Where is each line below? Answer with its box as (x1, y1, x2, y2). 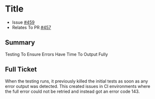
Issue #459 (12, 19, 35, 25)
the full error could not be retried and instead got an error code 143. (5, 88, 140, 94)
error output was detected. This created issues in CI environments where (5, 83, 151, 89)
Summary (5, 39, 35, 47)
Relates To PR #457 (12, 24, 52, 30)
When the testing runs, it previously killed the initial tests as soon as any (5, 78, 148, 84)
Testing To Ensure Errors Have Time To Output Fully (5, 51, 108, 57)
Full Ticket (5, 65, 37, 73)
